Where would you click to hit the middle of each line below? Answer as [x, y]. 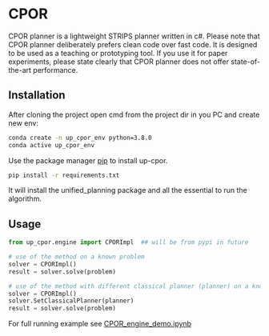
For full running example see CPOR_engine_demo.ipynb [100, 324]
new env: [23, 123]
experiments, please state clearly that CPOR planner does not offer [119, 62]
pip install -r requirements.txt [64, 175]
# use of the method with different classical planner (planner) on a [128, 286]
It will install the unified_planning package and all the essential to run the [128, 190]
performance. [56, 70]
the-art [20, 70]
